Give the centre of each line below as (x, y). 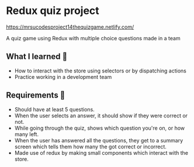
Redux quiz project (53, 11)
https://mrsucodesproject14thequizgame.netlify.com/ (70, 27)
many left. (27, 134)
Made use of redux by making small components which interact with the (101, 152)
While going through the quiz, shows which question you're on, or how (100, 128)
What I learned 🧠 (37, 57)
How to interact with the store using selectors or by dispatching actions (101, 71)
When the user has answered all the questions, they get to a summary (99, 140)
